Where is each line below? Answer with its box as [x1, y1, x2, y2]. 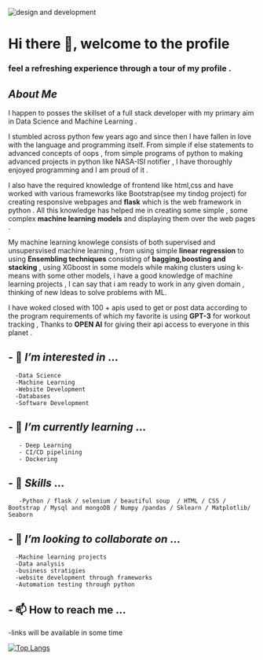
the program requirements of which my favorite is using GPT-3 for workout [8, 311, 250, 320]
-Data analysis [15, 560, 65, 568]
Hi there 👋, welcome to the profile [8, 35, 230, 53]
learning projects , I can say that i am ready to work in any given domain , [8, 279, 245, 289]
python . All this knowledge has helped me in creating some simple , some [8, 205, 249, 215]
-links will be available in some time [8, 628, 123, 637]
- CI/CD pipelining [18, 448, 82, 456]
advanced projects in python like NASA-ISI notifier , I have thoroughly [8, 157, 233, 166]
